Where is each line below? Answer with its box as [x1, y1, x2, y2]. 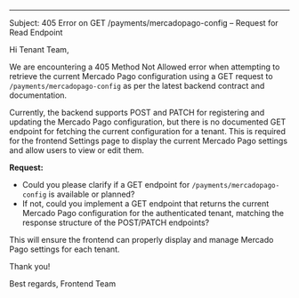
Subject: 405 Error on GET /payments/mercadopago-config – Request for [9, 18, 279, 28]
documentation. [9, 90, 68, 101]
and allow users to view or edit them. [9, 145, 145, 156]
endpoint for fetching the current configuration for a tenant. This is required [9, 126, 287, 136]
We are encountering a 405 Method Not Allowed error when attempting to [9, 61, 280, 72]
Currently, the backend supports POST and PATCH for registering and [9, 108, 265, 117]
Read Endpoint [9, 28, 63, 37]
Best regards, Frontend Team [9, 278, 117, 289]
